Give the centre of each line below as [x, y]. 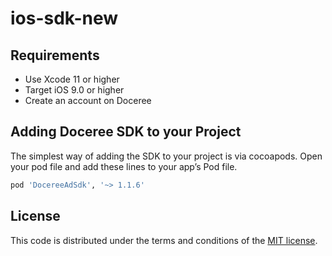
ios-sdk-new [64, 18]
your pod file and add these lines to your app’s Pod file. [124, 166]
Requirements [55, 55]
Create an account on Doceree [88, 100]
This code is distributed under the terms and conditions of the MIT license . [164, 240]
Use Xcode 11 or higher [72, 79]
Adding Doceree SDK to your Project [126, 132]
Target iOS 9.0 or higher [74, 90]
